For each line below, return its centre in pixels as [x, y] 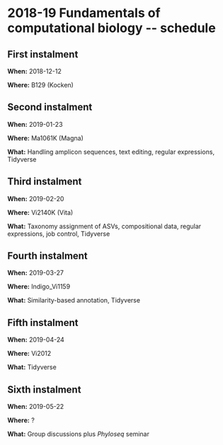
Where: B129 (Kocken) [41, 85]
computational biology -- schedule [111, 28]
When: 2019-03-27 [36, 273]
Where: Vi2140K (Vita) [40, 212]
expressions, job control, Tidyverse [59, 233]
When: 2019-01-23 [35, 124]
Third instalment [45, 182]
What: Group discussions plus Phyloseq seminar [79, 434]
